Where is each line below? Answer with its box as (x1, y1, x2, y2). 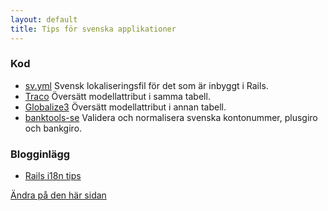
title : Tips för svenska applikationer (10, 24, 177, 34)
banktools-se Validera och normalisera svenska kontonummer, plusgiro (24, 111, 318, 123)
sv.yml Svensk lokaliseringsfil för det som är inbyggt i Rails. (24, 79, 269, 91)
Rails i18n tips (24, 170, 82, 182)
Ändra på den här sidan (10, 189, 107, 201)
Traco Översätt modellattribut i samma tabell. (24, 90, 211, 102)
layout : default (10, 14, 78, 25)
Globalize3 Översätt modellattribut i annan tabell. (24, 101, 227, 113)
